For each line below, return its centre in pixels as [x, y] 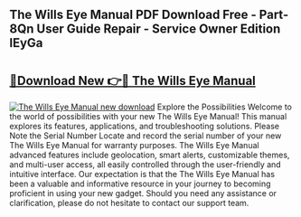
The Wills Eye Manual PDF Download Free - [133, 15]
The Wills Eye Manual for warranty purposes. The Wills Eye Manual [134, 145]
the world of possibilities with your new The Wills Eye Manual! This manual [148, 116]
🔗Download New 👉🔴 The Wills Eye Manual [132, 80]
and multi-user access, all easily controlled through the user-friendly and [146, 165]
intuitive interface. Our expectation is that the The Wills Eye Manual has [142, 174]
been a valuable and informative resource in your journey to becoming [140, 184]
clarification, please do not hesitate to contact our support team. [129, 203]
